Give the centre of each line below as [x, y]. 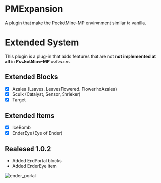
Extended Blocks [32, 77]
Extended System [42, 43]
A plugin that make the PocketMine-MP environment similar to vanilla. [76, 23]
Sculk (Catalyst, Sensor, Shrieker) [46, 94]
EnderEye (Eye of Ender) [37, 133]
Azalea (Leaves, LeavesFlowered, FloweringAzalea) [64, 89]
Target [19, 100]
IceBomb [21, 127]
